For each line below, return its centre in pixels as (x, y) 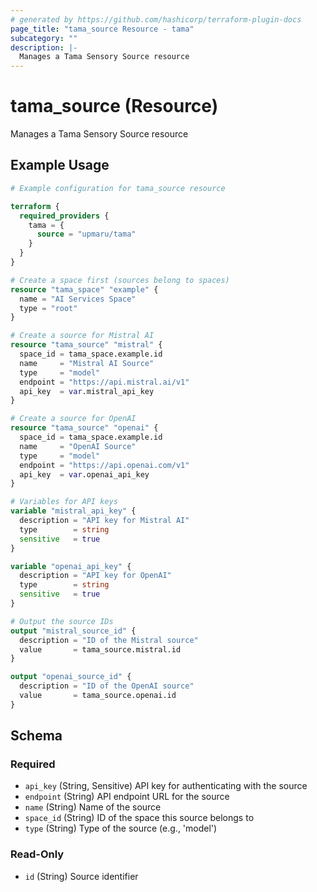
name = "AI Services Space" (78, 299)
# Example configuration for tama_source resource (118, 188)
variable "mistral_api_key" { (73, 511)
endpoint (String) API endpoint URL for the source (127, 797)
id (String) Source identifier (81, 876)
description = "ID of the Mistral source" (109, 640)
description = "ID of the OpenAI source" (107, 686)
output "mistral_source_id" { (73, 631)
